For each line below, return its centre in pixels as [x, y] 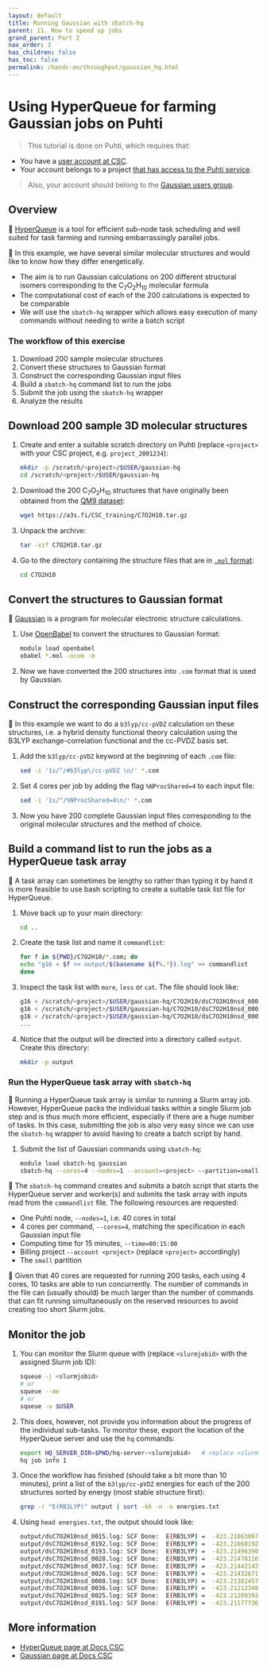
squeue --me [39, 1391]
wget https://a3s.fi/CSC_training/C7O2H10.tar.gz [104, 515]
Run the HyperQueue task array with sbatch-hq [100, 1082]
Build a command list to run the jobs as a [110, 849]
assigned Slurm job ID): [58, 1362]
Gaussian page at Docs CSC [66, 1655]
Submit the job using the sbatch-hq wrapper [91, 392]
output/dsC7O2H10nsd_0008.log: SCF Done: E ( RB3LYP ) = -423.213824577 [141, 1581]
